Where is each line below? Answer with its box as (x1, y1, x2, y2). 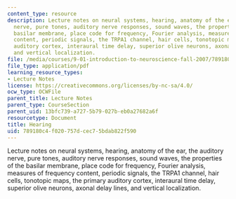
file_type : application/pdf (7, 62, 90, 69)
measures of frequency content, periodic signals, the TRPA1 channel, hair (7, 169, 220, 177)
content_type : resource (7, 10, 77, 18)
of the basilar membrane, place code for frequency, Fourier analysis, (7, 162, 206, 170)
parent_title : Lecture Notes (7, 95, 93, 102)
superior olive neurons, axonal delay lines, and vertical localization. (7, 184, 202, 193)
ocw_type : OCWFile (7, 88, 61, 95)
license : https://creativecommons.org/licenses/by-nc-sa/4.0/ (7, 82, 193, 89)
